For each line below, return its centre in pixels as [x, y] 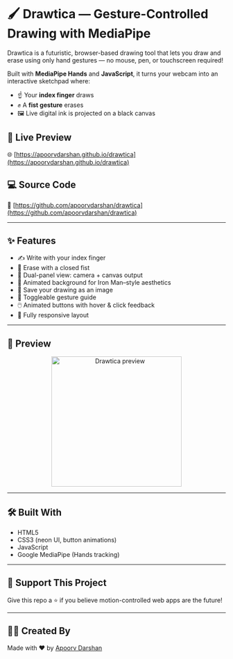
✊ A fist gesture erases [50, 105]
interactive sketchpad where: [49, 81]
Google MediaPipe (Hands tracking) [68, 554]
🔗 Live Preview [40, 138]
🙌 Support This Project [57, 583]
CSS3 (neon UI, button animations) [67, 540]
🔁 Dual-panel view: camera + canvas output [80, 275]
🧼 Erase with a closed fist [53, 268]
